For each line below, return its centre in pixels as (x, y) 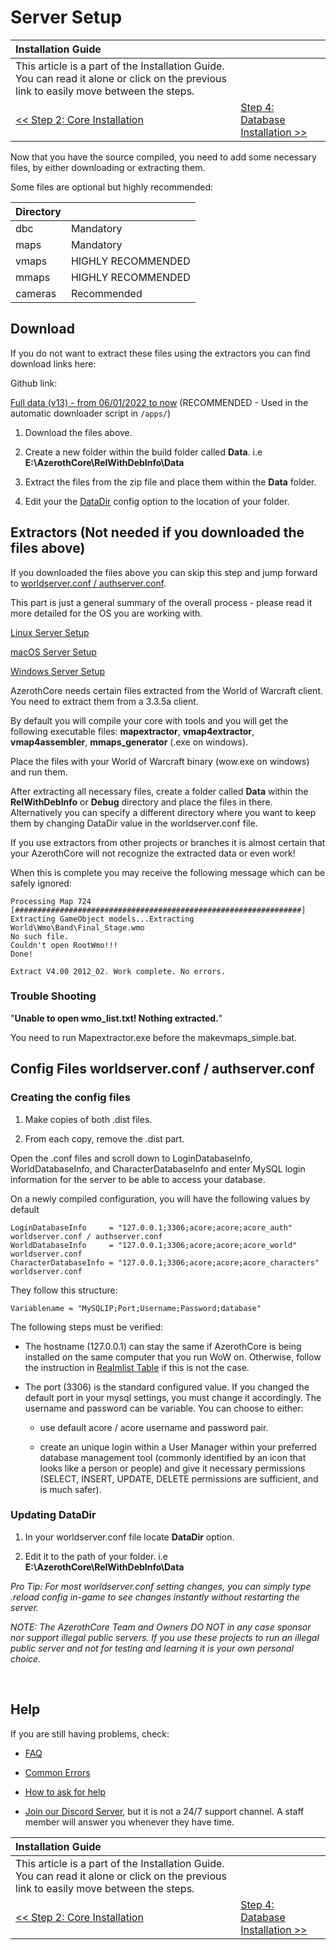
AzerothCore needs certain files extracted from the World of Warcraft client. (167, 690)
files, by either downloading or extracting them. (108, 167)
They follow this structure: (64, 1290)
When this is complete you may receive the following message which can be (168, 872)
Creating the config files (70, 1098)
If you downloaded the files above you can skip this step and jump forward (164, 572)
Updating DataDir (53, 1515)
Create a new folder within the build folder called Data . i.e (143, 452)
